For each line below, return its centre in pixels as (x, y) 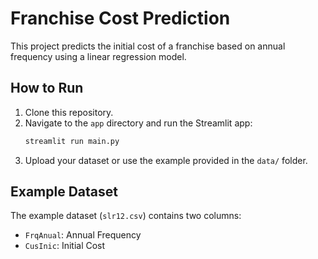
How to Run (47, 88)
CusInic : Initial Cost (65, 246)
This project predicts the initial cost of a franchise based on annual (148, 46)
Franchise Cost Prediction (120, 18)
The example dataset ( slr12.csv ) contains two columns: (126, 216)
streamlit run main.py (72, 141)
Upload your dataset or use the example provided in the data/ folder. (166, 160)
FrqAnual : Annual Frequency (83, 235)
